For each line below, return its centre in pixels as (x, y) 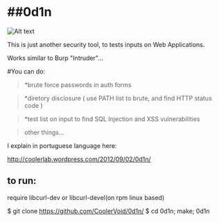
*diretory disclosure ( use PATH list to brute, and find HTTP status (118, 98)
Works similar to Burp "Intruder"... (55, 58)
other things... (44, 132)
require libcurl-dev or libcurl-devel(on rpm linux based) (86, 197)
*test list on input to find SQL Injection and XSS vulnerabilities (112, 119)
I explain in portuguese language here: (62, 145)
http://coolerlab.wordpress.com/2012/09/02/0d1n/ (79, 159)
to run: (22, 181)
